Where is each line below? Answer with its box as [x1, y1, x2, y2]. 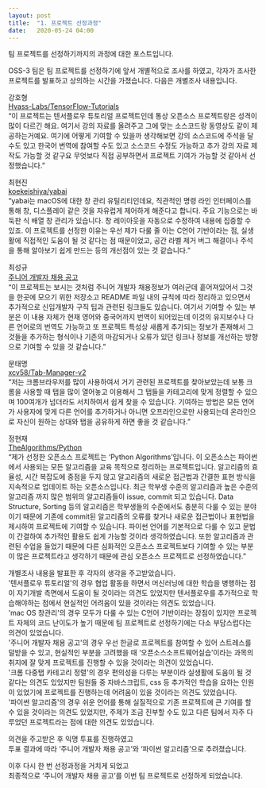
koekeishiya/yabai [8, 187, 67, 196]
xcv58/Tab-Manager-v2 [8, 368, 87, 377]
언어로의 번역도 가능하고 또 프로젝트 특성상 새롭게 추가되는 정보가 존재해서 [16, 323, 246, 332]
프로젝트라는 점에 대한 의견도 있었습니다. [29, 717, 155, 727]
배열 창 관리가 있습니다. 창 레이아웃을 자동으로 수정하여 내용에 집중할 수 [31, 216, 252, 226]
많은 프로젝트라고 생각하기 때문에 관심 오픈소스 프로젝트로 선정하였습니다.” [16, 551, 246, 561]
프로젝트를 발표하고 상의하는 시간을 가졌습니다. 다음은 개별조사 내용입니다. [8, 76, 237, 86]
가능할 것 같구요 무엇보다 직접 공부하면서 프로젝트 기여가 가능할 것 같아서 [22, 151, 248, 160]
